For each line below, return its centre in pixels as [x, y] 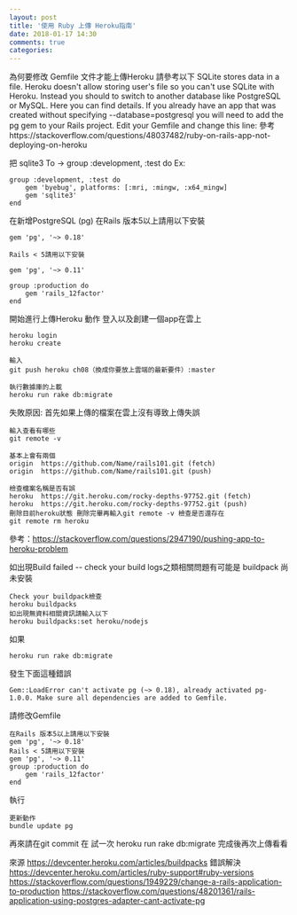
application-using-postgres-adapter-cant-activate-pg [107, 901]
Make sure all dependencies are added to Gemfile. [132, 698]
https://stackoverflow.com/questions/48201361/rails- [158, 891]
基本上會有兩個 [32, 456]
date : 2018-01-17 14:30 [53, 34]
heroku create [35, 344]
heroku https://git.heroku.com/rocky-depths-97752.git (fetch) [130, 497]
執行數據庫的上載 [36, 387]
